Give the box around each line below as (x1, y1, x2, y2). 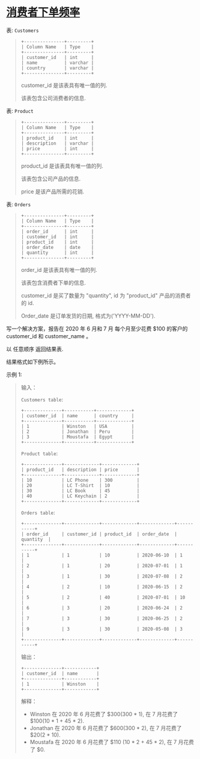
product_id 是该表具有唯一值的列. (20, 162, 104, 169)
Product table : (20, 450, 58, 457)
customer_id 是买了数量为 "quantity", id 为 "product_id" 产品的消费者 (20, 292, 191, 299)
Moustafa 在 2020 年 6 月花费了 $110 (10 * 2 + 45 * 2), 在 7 (29, 738, 177, 745)
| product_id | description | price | (20, 467, 140, 473)
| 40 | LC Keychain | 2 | (20, 493, 140, 499)
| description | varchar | (20, 140, 94, 146)
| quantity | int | (20, 250, 94, 256)
